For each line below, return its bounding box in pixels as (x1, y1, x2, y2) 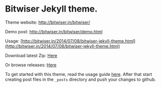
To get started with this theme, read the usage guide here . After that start (5, 71, 152, 77)
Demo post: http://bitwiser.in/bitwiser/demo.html (5, 29, 103, 34)
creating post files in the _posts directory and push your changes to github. (5, 76, 156, 82)
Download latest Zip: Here (5, 52, 58, 58)
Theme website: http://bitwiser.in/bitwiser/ (5, 19, 90, 25)
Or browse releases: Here (5, 62, 57, 68)
